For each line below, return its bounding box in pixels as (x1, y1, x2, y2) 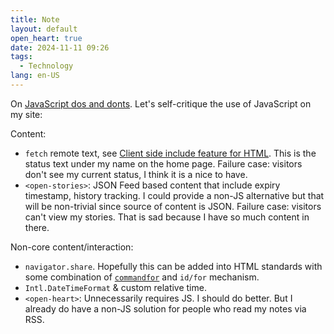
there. (24, 221, 50, 233)
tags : (10, 52, 33, 62)
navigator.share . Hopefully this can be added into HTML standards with (24, 260, 323, 272)
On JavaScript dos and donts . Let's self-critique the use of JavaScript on (10, 97, 312, 110)
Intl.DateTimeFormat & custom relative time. (24, 281, 207, 293)
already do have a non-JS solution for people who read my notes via (24, 302, 307, 315)
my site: (10, 108, 43, 120)
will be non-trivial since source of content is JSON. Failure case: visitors (24, 200, 322, 212)
